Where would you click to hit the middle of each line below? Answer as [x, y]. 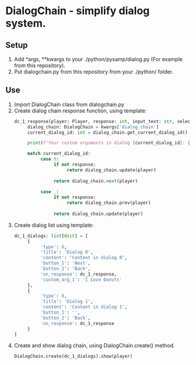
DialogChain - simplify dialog [78, 11]
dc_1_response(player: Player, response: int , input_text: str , [94, 121]
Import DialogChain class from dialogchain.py [69, 104]
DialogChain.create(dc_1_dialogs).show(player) [73, 356]
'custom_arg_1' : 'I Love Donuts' [81, 280]
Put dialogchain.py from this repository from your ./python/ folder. [94, 72]
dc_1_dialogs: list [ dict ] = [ [51, 236]
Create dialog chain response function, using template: [80, 111]
